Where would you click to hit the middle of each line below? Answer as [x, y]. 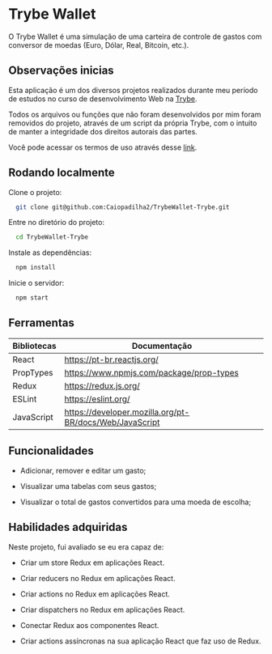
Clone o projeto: [35, 192]
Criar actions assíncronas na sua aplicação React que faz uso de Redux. [140, 641]
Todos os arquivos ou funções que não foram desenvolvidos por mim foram [135, 114]
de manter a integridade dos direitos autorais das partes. [103, 131]
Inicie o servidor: [36, 283]
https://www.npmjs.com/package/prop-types [151, 372]
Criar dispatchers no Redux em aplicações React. [102, 609]
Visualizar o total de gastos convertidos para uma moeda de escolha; [136, 502]
